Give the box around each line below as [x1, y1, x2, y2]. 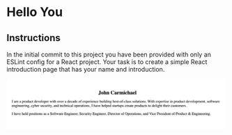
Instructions [6, 32, 61, 44]
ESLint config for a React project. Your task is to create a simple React [6, 58, 208, 66]
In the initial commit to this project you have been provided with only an [6, 50, 212, 58]
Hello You [6, 4, 63, 20]
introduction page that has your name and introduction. [6, 65, 165, 73]
